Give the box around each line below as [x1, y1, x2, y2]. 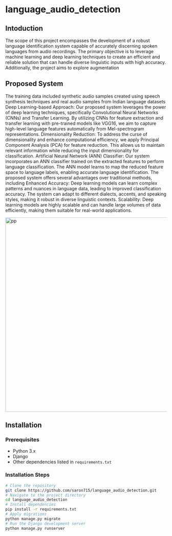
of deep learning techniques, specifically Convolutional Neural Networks [5, 109, 159, 116]
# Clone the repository [5, 483, 56, 488]
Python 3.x [12, 448, 36, 454]
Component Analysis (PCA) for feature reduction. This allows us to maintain [5, 142, 165, 148]
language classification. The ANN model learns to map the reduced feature [5, 164, 164, 170]
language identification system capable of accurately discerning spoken [5, 43, 158, 49]
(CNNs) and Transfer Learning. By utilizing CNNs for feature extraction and [5, 115, 164, 121]
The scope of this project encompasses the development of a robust [5, 37, 150, 43]
